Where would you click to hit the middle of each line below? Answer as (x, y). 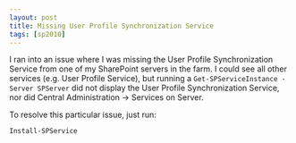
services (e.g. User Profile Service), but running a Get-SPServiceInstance (144, 79)
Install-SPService (43, 131)
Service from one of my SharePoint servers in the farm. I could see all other (148, 69)
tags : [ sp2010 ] (38, 34)
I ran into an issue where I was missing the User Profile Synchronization (141, 60)
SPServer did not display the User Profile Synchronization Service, (158, 88)
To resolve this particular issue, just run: (83, 115)
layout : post (34, 17)
